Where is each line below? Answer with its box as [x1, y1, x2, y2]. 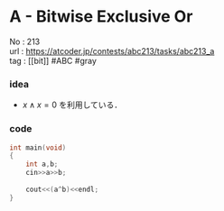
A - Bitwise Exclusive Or [9, 6, 193, 27]
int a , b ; [25, 160, 59, 169]
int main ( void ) [9, 142, 67, 152]
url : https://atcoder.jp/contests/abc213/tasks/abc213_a [9, 45, 215, 56]
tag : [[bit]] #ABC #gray [9, 55, 98, 66]
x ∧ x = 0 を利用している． [22, 99, 123, 110]
